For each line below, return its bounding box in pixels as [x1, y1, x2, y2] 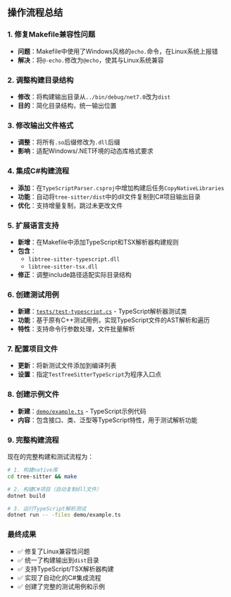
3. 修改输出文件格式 [7, 121, 74, 130]
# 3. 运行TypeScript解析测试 [7, 505, 87, 512]
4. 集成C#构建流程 [7, 166, 70, 176]
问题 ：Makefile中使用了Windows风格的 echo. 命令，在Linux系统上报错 [17, 47, 218, 55]
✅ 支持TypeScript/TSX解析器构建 [17, 565, 114, 573]
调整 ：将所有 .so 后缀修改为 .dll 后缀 [17, 138, 120, 147]
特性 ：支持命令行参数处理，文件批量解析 [17, 325, 135, 333]
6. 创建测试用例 [7, 290, 60, 300]
